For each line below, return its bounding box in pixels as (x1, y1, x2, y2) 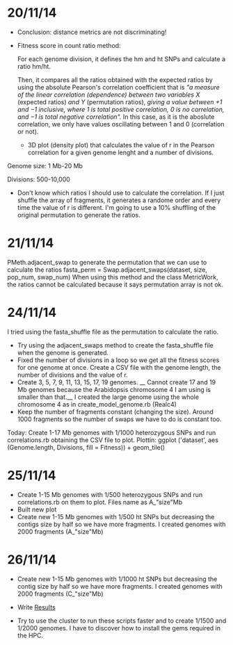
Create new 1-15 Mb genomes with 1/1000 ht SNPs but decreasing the (17, 575, 218, 583)
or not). (17, 127, 39, 136)
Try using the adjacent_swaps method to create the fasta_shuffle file (17, 341, 214, 349)
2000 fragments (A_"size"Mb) (17, 527, 104, 536)
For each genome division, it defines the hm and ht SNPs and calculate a (17, 54, 226, 63)
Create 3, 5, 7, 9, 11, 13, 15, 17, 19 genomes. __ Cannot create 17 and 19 (17, 377, 216, 386)
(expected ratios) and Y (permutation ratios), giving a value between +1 (17, 97, 223, 106)
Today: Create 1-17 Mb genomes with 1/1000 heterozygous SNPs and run (7, 428, 216, 436)
